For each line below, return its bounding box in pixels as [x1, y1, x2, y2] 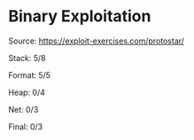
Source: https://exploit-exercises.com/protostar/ [8, 35, 185, 46]
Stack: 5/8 [8, 52, 46, 63]
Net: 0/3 [8, 104, 39, 114]
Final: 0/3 [8, 121, 43, 132]
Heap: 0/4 [8, 87, 46, 97]
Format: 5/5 [8, 69, 50, 81]
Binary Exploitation [8, 6, 151, 27]
